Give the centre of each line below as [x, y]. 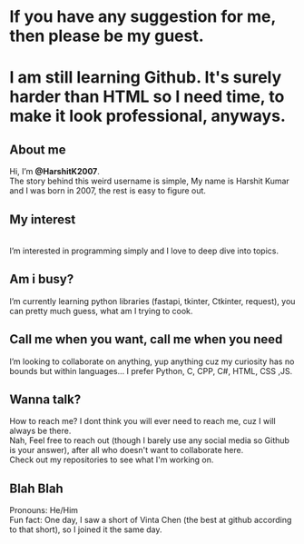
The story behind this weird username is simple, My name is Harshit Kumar [150, 181]
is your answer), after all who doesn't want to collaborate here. [127, 450]
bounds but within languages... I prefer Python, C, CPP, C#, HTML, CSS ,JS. [151, 371]
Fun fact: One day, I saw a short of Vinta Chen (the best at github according [151, 520]
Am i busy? [42, 279]
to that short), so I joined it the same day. [86, 529]
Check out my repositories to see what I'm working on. [112, 460]
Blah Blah [36, 488]
